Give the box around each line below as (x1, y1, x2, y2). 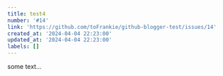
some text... (7, 63, 42, 70)
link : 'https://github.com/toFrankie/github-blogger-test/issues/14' (7, 23, 217, 30)
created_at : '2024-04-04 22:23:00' (7, 30, 113, 37)
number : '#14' (7, 17, 50, 24)
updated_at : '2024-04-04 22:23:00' (7, 37, 113, 44)
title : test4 (7, 10, 46, 18)
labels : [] (7, 43, 40, 50)
